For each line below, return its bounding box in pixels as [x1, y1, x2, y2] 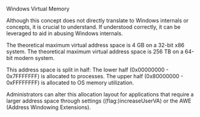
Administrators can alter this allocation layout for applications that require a [6, 91, 194, 98]
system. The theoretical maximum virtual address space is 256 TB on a [6, 48, 184, 55]
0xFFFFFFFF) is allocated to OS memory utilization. [6, 79, 135, 86]
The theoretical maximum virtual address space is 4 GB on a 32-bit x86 [6, 42, 185, 48]
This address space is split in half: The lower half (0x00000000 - [6, 66, 169, 73]
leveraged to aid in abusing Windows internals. [6, 30, 123, 37]
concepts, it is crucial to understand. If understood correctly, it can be [6, 24, 181, 30]
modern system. [14, 55, 55, 61]
